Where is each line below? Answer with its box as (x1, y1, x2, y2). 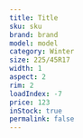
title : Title (9, 13, 59, 23)
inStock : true (9, 106, 63, 115)
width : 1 (9, 64, 42, 74)
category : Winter (9, 47, 75, 56)
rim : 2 (9, 81, 34, 90)
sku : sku (9, 22, 42, 31)
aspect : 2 (9, 73, 47, 82)
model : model (9, 38, 59, 48)
